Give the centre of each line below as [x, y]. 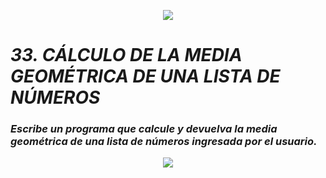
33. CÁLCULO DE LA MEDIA [126, 55]
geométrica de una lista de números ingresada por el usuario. [164, 142]
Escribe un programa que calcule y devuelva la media [144, 129]
